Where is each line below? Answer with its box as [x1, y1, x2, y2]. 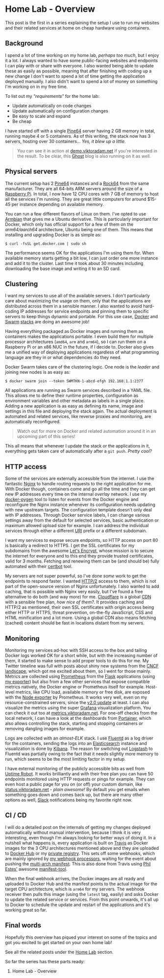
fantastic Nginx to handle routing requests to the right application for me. [5, 481, 152, 487]
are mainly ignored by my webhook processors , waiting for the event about [5, 856, 157, 861]
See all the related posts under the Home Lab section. [5, 949, 114, 955]
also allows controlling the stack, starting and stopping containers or [5, 720, 143, 726]
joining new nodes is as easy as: [5, 369, 70, 375]
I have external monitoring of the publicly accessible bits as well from [5, 766, 145, 771]
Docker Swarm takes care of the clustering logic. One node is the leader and [5, 364, 160, 370]
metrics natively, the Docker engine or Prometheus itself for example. [5, 684, 145, 689]
